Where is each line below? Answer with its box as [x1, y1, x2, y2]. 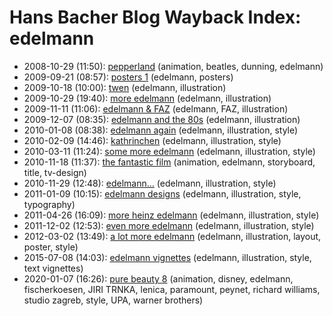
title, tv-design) [23, 166, 87, 178]
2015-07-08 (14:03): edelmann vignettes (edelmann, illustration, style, [23, 251, 312, 263]
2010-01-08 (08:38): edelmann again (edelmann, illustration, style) [23, 124, 299, 136]
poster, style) [23, 241, 79, 253]
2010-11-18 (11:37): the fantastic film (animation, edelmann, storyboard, [23, 156, 316, 168]
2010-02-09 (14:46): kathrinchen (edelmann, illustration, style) [23, 134, 282, 146]
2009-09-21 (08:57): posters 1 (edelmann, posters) [23, 71, 234, 83]
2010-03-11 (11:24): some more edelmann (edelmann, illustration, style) [23, 145, 316, 157]
